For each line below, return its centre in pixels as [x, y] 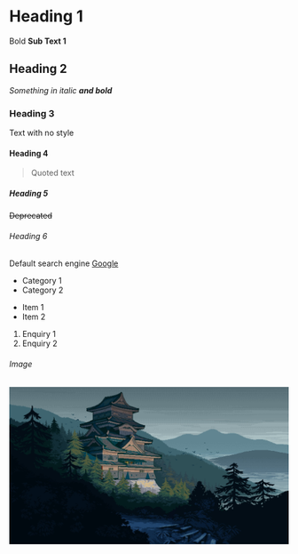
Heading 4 [29, 153]
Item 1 [33, 308]
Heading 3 [32, 113]
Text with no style [42, 133]
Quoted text [53, 173]
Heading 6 [28, 236]
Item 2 [34, 317]
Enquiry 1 [39, 334]
